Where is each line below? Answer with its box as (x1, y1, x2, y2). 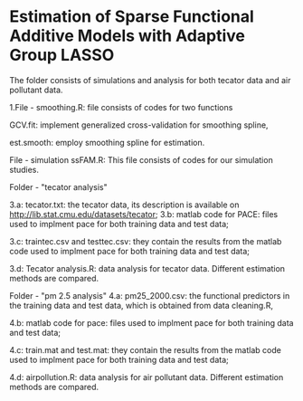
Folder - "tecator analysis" (9, 181, 108, 192)
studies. (9, 164, 39, 175)
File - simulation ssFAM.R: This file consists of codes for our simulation (9, 154, 273, 165)
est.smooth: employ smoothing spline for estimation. (9, 137, 205, 148)
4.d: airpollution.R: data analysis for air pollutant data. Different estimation (9, 371, 284, 382)
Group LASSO (9, 45, 115, 65)
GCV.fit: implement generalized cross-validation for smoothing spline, (9, 119, 269, 130)
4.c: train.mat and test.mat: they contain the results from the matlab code (9, 344, 282, 355)
